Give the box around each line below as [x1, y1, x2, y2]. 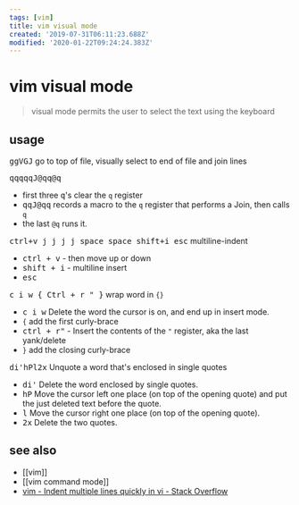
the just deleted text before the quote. [21, 399, 162, 408]
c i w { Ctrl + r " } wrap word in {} [9, 290, 164, 299]
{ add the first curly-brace [21, 316, 119, 326]
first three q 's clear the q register [21, 189, 143, 200]
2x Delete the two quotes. [21, 417, 118, 427]
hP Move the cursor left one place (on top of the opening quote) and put [21, 389, 287, 399]
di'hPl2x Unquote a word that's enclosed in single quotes [9, 362, 228, 372]
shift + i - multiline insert [21, 263, 128, 273]
